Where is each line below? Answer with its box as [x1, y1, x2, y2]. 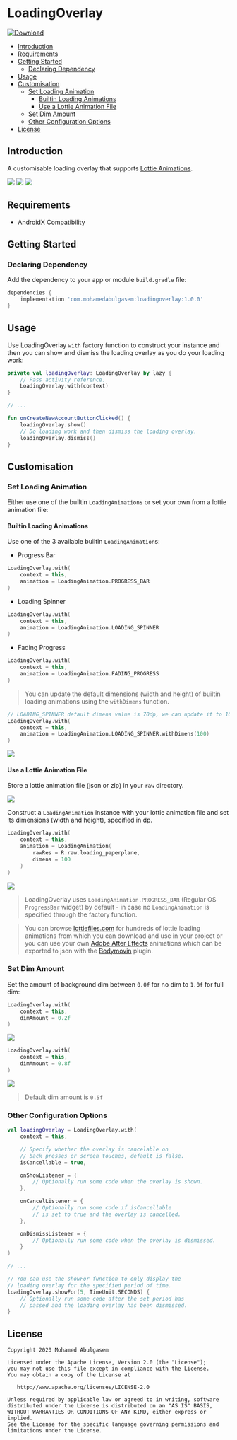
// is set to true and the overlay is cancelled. [32, 1211, 181, 1218]
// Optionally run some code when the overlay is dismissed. [32, 1236, 217, 1244]
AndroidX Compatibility [17, 218, 86, 226]
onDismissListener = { [20, 1230, 87, 1237]
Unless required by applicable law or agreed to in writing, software [7, 1396, 219, 1403]
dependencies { [7, 289, 52, 296]
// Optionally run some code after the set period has [20, 1295, 185, 1302]
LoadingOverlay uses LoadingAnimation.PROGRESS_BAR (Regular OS [24, 895, 217, 903]
